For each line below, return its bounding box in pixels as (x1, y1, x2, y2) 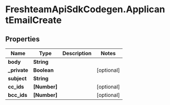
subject (8, 75, 27, 82)
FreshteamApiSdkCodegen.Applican (5, 4, 165, 15)
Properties (5, 35, 40, 43)
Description (62, 50, 92, 57)
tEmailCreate (5, 14, 62, 26)
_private (8, 67, 29, 73)
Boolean (33, 67, 54, 73)
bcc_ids (8, 92, 28, 98)
